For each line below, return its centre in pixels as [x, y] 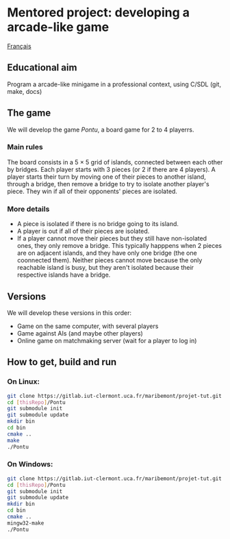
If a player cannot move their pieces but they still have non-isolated [112, 238]
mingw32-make [26, 523]
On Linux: [23, 381]
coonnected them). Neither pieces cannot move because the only [110, 260]
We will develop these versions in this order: [69, 312]
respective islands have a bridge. [64, 275]
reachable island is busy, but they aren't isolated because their [105, 268]
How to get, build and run [62, 362]
